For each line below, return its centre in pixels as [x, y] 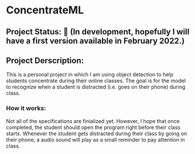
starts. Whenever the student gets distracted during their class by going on [97, 133]
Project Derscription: [45, 60]
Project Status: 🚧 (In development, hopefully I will [98, 32]
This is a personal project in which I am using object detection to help [90, 75]
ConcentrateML [45, 10]
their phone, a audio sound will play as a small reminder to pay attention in [96, 139]
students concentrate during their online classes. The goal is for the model [96, 81]
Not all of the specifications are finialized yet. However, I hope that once [93, 121]
